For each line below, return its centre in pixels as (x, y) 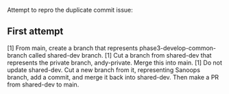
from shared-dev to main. (43, 84)
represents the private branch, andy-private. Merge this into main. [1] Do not (115, 62)
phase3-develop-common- (178, 48)
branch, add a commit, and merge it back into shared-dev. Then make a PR (113, 77)
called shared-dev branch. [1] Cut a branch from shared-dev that (120, 55)
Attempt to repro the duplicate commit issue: (70, 10)
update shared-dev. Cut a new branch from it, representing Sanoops (104, 70)
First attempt (35, 31)
